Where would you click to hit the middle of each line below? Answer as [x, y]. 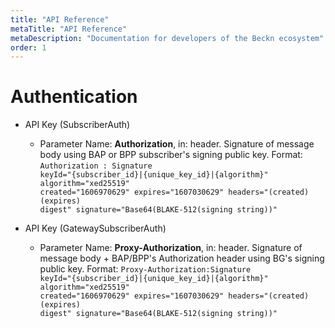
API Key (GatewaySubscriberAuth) [95, 228]
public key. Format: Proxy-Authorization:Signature [145, 269]
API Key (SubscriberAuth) [77, 125]
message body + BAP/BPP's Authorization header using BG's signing [182, 258]
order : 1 [28, 47]
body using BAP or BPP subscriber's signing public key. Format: [171, 155]
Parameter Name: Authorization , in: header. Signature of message [177, 144]
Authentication [74, 97]
